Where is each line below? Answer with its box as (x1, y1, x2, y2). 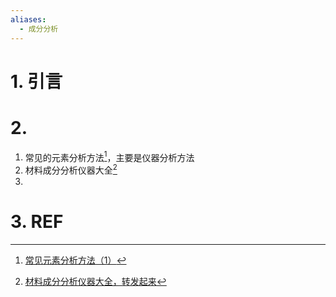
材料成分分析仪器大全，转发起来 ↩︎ (24, 275, 167, 287)
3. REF (10, 211, 64, 233)
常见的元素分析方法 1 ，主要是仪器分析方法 (24, 149, 195, 163)
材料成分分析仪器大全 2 (24, 162, 118, 176)
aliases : (10, 14, 47, 25)
